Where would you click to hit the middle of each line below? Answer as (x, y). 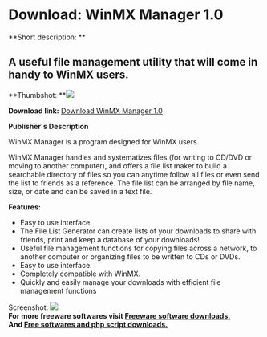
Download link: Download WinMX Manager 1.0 (85, 111)
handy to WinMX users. (69, 75)
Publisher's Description (49, 126)
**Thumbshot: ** (37, 95)
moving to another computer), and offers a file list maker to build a (117, 165)
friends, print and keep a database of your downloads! (110, 239)
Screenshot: (28, 307)
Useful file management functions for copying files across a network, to (138, 248)
